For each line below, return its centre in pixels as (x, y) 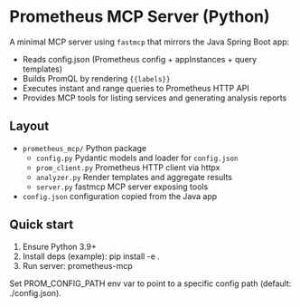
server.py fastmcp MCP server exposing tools (122, 187)
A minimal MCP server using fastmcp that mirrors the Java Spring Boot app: (150, 42)
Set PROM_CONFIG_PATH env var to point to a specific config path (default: (150, 283)
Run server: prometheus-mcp (77, 265)
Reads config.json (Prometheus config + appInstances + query (140, 59)
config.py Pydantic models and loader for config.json (137, 158)
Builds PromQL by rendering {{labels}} (96, 78)
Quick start (42, 225)
